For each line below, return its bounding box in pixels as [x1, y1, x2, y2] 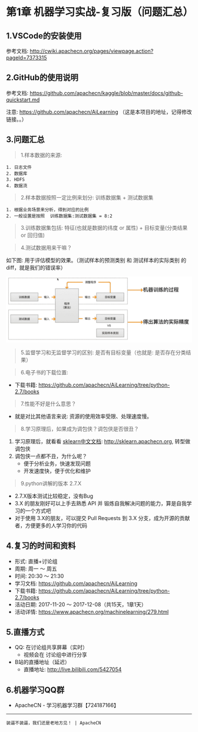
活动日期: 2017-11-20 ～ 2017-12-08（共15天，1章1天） [14, 600, 147, 608]
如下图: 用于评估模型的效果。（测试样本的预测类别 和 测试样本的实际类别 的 [6, 256, 187, 263]
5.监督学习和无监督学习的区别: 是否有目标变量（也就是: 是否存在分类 [20, 349, 186, 356]
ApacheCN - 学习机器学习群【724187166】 [14, 702, 119, 709]
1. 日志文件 [6, 164, 32, 170]
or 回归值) [20, 231, 45, 238]
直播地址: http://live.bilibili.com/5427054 [23, 666, 122, 673]
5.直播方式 [6, 627, 45, 637]
